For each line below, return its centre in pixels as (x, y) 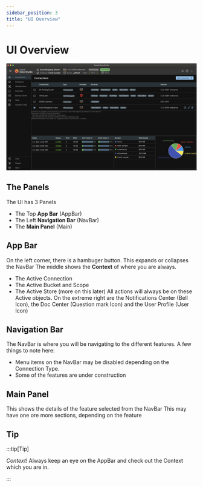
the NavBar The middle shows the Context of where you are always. (92, 267)
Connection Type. (37, 369)
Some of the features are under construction (70, 375)
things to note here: (31, 351)
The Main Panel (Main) (43, 227)
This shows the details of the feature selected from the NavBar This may (96, 409)
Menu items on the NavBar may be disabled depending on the (92, 362)
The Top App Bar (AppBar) (48, 214)
